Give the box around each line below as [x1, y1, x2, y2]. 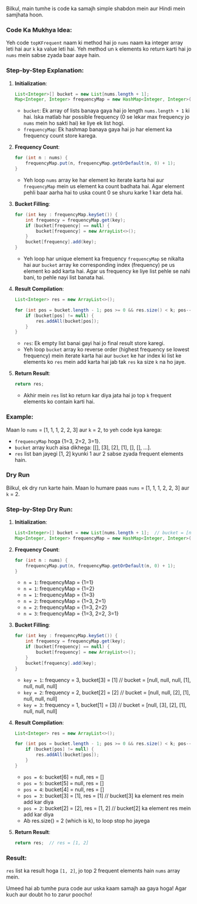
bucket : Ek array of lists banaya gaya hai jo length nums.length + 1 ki [23, 107, 190, 114]
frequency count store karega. [23, 132, 97, 139]
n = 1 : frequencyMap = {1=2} [23, 585, 95, 592]
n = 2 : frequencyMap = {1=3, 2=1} [23, 598, 106, 605]
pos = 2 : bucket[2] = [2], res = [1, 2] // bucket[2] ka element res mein [23, 805, 191, 812]
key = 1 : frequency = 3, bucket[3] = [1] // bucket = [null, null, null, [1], [23, 676, 191, 684]
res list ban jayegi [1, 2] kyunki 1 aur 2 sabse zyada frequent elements [14, 450, 183, 457]
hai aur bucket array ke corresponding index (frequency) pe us [23, 262, 175, 269]
